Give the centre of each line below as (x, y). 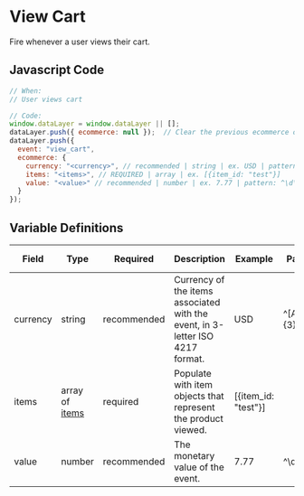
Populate (193, 373)
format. (189, 359)
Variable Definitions (66, 228)
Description (199, 258)
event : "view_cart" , (56, 149)
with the (190, 314)
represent (194, 407)
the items (193, 291)
